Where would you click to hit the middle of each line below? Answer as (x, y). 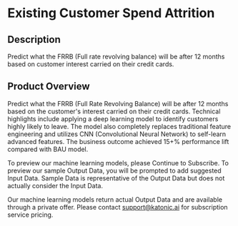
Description (34, 40)
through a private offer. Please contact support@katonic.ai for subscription (118, 207)
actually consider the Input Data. (55, 185)
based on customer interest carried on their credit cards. (91, 64)
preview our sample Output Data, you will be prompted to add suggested (114, 170)
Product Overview (49, 87)
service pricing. (30, 215)
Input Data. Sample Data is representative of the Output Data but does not (116, 178)
